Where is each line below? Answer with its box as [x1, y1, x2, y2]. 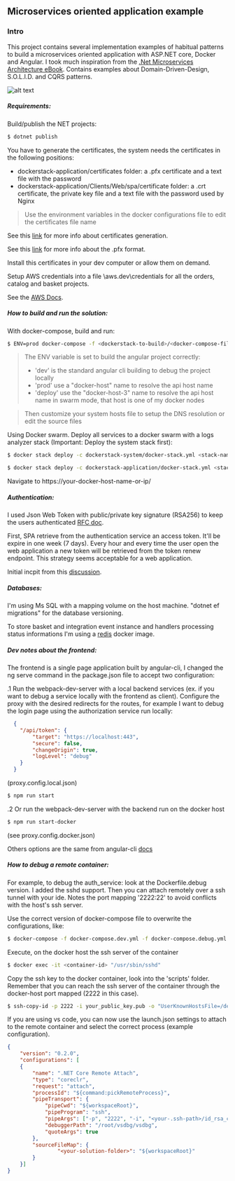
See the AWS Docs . [7, 293, 64, 301]
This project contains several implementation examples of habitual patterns [7, 42, 224, 51]
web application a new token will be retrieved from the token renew [7, 546, 201, 555]
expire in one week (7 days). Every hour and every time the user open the [7, 539, 219, 548]
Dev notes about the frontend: [7, 646, 97, 654]
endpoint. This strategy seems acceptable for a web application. [7, 554, 193, 562]
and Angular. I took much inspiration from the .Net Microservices [7, 57, 194, 66]
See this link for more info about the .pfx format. [7, 244, 145, 253]
